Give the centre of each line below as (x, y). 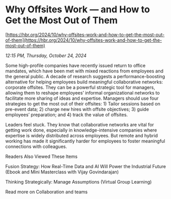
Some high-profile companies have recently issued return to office (76, 65)
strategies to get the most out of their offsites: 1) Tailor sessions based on (83, 103)
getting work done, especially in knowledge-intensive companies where (81, 130)
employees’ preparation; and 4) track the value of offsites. (67, 115)
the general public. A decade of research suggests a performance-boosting (85, 76)
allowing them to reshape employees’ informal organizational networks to (83, 93)
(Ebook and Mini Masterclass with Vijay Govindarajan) (62, 172)
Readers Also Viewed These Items (41, 156)
